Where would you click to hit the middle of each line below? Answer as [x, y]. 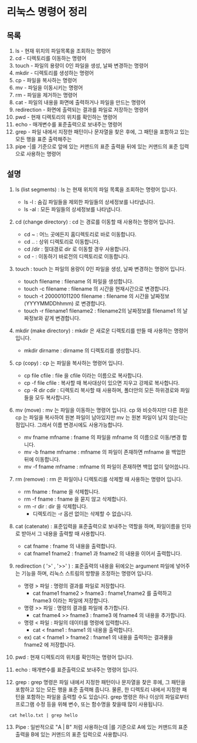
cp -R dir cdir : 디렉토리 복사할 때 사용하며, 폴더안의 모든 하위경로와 [101, 390]
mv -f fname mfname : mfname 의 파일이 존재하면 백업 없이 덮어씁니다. [107, 467]
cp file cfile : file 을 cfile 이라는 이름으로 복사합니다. [83, 375]
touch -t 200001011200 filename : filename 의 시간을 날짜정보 [96, 296]
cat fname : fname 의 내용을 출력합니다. [70, 546]
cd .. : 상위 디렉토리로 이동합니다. [62, 241]
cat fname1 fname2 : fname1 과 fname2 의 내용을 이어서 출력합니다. [103, 553]
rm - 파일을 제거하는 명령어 [46, 95]
